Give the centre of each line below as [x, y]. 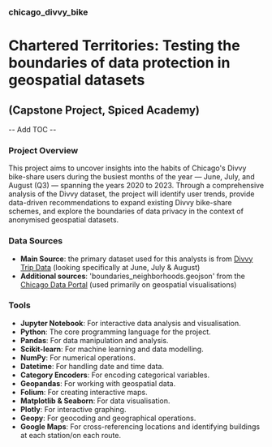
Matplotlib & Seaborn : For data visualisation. [95, 401]
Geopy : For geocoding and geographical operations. [108, 418]
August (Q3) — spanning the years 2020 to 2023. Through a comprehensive [136, 186]
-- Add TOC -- [32, 129]
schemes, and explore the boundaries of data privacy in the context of [126, 211]
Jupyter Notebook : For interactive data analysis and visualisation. [130, 323]
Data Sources [36, 241]
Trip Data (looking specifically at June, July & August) [110, 267]
